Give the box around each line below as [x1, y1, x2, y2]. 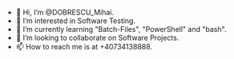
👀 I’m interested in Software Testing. [15, 16, 136, 26]
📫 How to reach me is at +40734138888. [15, 42, 153, 51]
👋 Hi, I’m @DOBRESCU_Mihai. [15, 8, 115, 17]
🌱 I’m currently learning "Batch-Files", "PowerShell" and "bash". [15, 25, 227, 33]
